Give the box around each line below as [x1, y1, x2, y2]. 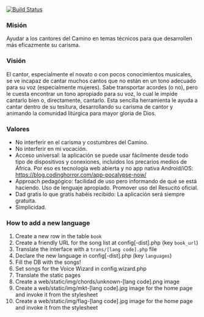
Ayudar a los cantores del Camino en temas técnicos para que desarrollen [6, 35, 192, 42]
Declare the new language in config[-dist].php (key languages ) [15, 252, 172, 260]
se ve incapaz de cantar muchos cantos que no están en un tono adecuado [6, 77, 197, 84]
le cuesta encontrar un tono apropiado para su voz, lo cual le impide [6, 90, 178, 97]
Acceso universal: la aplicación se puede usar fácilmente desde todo [15, 151, 189, 159]
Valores [6, 125, 30, 133]
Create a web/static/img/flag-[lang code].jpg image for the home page [15, 297, 193, 305]
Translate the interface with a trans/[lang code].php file [15, 246, 158, 253]
